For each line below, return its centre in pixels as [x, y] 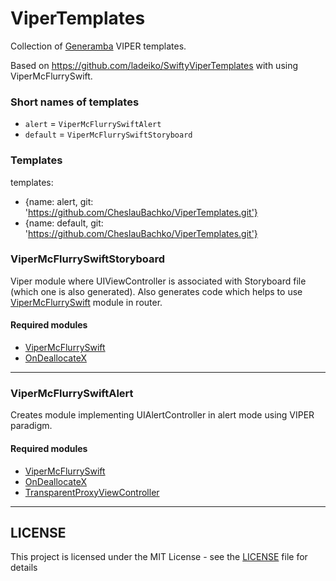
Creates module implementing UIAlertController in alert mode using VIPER [162, 415]
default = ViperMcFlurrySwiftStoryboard [108, 134]
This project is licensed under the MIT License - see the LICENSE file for [159, 557]
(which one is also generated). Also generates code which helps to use [156, 291]
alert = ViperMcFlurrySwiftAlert [93, 124]
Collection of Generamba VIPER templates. [98, 46]
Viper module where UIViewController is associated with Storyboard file [158, 281]
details [24, 568]
